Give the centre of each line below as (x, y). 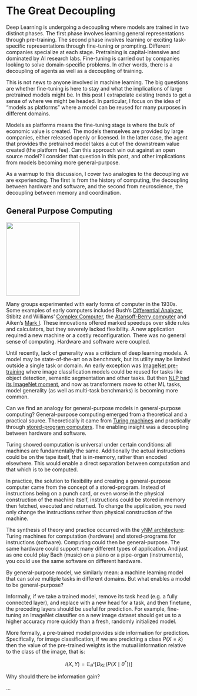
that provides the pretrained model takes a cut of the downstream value (93, 144)
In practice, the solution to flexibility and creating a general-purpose (89, 481)
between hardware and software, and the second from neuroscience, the (95, 186)
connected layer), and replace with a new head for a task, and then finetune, (99, 602)
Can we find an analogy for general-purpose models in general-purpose (94, 408)
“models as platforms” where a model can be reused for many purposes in (96, 107)
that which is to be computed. (42, 469)
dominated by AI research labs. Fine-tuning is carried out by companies (93, 58)
